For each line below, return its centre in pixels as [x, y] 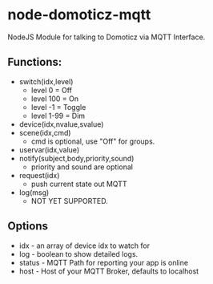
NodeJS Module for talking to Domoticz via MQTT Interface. [106, 37]
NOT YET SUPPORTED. [70, 201]
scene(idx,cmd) [45, 132]
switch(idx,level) [46, 81]
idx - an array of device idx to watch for [84, 245]
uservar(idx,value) [49, 149]
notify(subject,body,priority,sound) [76, 158]
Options [28, 226]
